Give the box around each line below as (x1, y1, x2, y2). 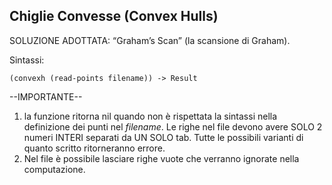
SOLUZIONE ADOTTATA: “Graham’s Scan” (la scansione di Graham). (9, 34, 291, 46)
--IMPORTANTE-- (9, 90, 83, 103)
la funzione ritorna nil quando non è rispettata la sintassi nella (23, 110, 278, 122)
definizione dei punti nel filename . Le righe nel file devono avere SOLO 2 (23, 120, 323, 133)
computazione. (23, 163, 86, 175)
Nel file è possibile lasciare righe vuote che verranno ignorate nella (23, 152, 300, 164)
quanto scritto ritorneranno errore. (23, 142, 166, 154)
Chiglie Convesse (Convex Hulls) (9, 8, 219, 25)
